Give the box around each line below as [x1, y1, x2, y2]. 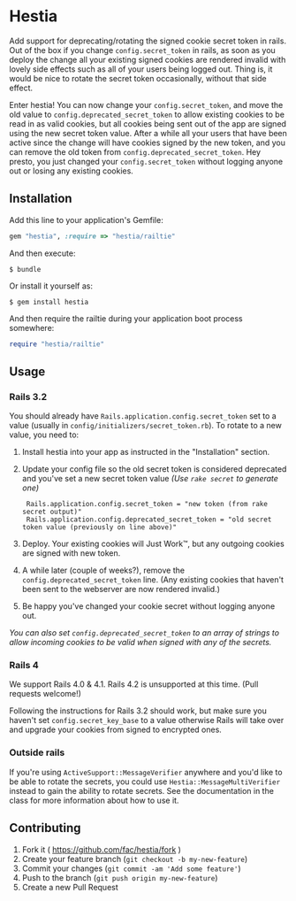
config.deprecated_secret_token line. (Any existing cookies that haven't [21, 574, 285, 585]
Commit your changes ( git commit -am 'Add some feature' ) [21, 863, 241, 874]
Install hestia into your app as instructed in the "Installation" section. [21, 447, 270, 458]
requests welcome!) [9, 689, 82, 699]
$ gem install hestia [9, 297, 89, 306]
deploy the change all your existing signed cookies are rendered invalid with [9, 54, 286, 65]
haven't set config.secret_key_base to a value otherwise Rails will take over [9, 715, 285, 726]
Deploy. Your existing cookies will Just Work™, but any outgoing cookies [21, 538, 285, 550]
